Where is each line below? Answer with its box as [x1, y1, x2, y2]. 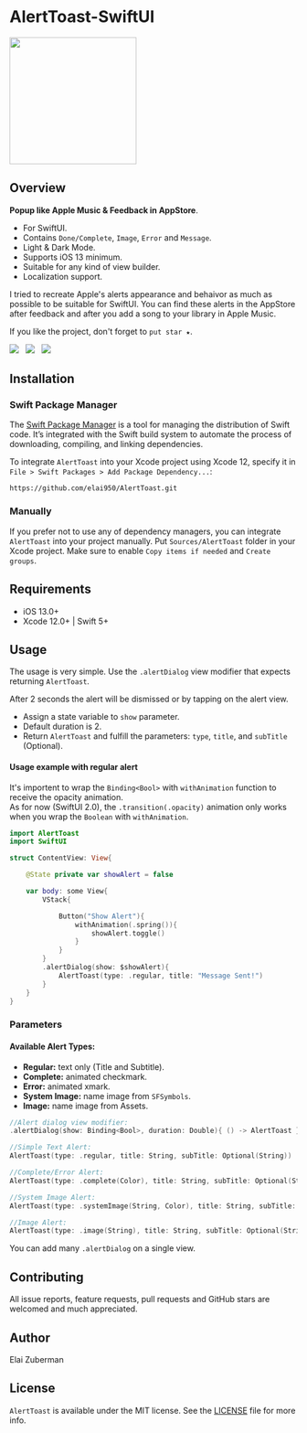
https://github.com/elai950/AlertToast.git [9, 484, 178, 493]
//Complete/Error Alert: [9, 1168, 104, 1177]
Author [9, 1330, 50, 1345]
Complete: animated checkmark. [22, 1071, 148, 1082]
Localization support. [22, 271, 103, 282]
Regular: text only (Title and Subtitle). [22, 1061, 164, 1072]
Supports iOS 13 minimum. [22, 251, 123, 262]
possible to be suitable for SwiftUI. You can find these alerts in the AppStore [9, 298, 296, 309]
